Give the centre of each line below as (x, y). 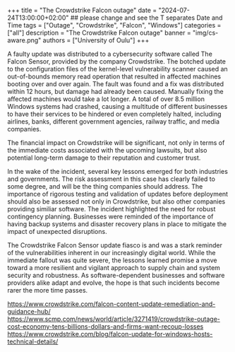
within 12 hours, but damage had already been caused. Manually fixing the (115, 92)
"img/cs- (206, 33)
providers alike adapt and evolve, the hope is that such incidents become (114, 283)
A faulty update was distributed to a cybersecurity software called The (110, 54)
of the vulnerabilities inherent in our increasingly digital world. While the (112, 253)
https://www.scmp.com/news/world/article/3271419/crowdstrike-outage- (114, 319)
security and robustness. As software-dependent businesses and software (116, 275)
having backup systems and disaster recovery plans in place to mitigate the (117, 224)
